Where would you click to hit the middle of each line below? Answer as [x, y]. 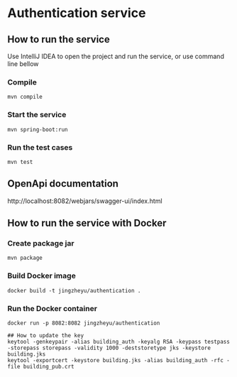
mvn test [20, 162]
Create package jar [41, 244]
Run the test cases [40, 147]
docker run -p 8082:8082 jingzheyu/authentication [84, 323]
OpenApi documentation [63, 184]
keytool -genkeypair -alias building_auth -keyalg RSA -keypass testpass [119, 342]
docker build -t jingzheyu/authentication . [74, 290]
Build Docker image [42, 276]
